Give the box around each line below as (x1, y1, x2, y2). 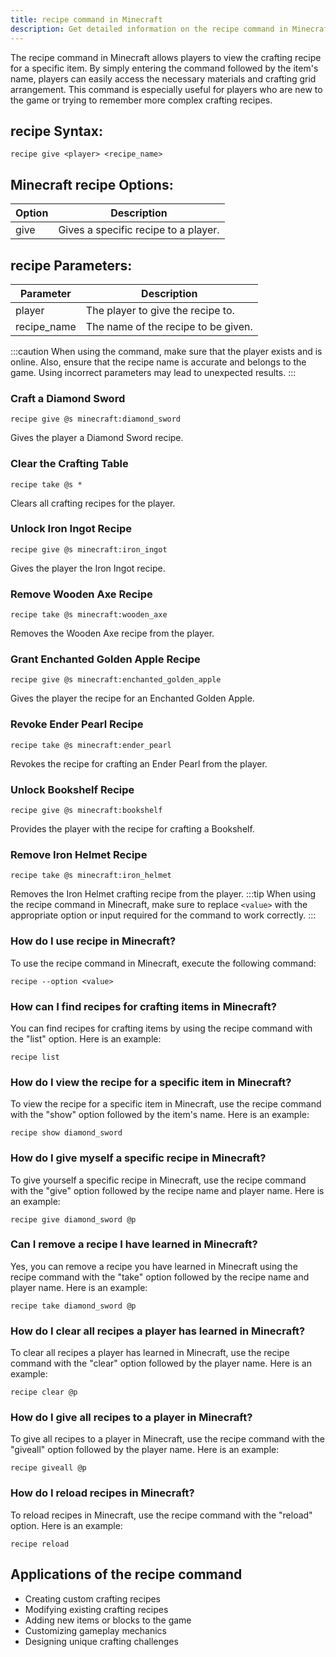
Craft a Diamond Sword (10, 391, 126, 405)
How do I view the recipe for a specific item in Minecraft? (10, 1075, 292, 1089)
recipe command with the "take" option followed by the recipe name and (10, 1271, 310, 1283)
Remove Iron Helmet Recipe (10, 847, 148, 861)
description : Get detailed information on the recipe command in (10, 24, 288, 34)
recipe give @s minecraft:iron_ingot (10, 544, 168, 555)
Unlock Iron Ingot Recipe (10, 522, 132, 536)
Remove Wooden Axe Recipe (10, 587, 153, 601)
